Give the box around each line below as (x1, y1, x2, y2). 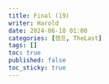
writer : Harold (8, 19, 59, 27)
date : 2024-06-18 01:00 (8, 26, 88, 34)
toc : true (8, 49, 42, 57)
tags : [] (8, 42, 38, 50)
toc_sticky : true (8, 64, 67, 72)
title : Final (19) (8, 11, 70, 20)
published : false (8, 57, 67, 65)
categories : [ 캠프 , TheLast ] (8, 34, 103, 42)
